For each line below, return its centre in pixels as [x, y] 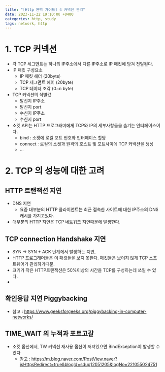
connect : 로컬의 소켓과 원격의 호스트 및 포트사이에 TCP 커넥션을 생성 [86, 144]
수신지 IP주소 [32, 113]
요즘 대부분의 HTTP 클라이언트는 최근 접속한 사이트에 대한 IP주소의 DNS [89, 209]
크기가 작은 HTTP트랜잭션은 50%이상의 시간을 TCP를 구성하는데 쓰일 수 [82, 270]
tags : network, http [26, 23]
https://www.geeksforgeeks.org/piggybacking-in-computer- [85, 311]
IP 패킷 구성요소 [27, 70]
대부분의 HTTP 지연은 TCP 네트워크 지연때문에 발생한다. [66, 222]
